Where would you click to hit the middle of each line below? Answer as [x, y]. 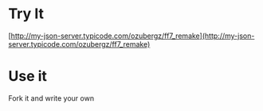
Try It [26, 14]
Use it [28, 77]
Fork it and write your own [51, 98]
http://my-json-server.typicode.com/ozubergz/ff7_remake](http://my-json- [133, 36]
